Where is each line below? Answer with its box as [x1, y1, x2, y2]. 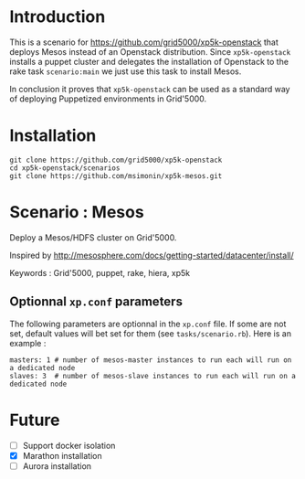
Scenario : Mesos [9, 202, 144, 223]
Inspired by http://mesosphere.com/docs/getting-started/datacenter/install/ [9, 250, 294, 261]
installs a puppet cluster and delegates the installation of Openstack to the [9, 56, 289, 67]
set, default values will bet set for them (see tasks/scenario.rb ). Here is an [9, 327, 292, 339]
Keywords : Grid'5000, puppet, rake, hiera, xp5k [9, 267, 191, 278]
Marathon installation [22, 450, 102, 461]
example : [9, 337, 47, 348]
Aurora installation [22, 460, 92, 472]
